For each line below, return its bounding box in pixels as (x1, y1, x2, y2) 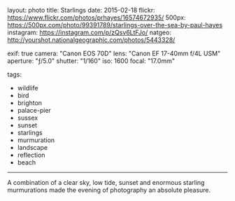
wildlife (17, 84, 38, 92)
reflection (17, 151, 45, 159)
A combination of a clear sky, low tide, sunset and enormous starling (7, 179, 205, 186)
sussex (17, 113, 38, 122)
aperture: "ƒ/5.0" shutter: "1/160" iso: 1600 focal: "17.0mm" (7, 57, 175, 65)
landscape (17, 144, 48, 151)
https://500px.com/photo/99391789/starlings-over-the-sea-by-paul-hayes (7, 21, 222, 29)
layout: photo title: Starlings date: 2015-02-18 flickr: (7, 6, 155, 14)
